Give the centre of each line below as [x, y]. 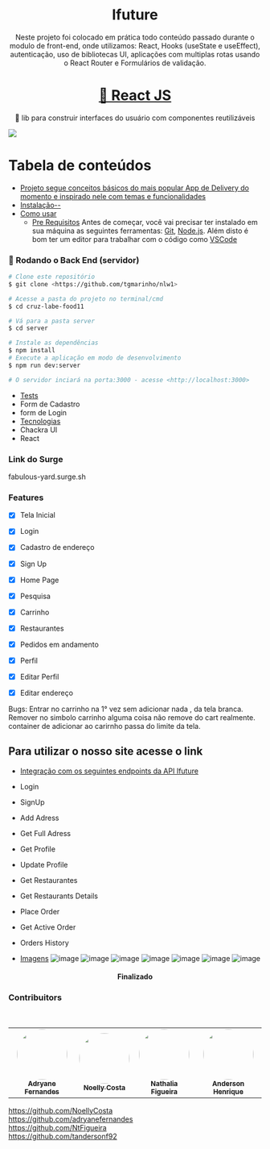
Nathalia [164, 1083]
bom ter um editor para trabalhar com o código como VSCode [135, 239]
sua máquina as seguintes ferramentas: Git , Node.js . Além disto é [140, 231]
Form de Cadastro [50, 404]
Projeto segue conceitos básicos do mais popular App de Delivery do [134, 188]
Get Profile [38, 849]
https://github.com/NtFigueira [57, 1127]
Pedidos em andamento [59, 644]
